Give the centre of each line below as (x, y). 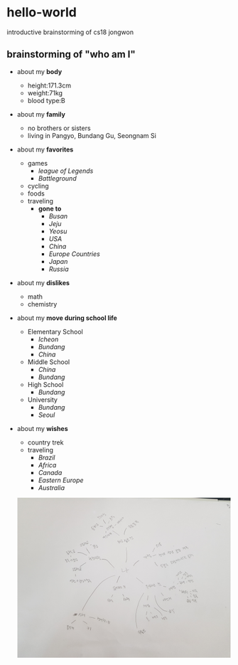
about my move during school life (67, 318)
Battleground (57, 178)
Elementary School (55, 331)
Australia (52, 487)
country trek (45, 442)
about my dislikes (43, 282)
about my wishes (42, 428)
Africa (47, 465)
